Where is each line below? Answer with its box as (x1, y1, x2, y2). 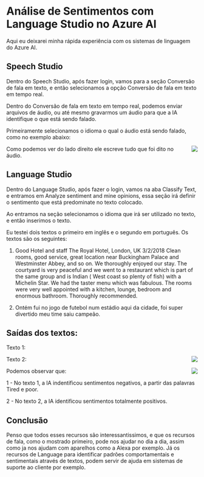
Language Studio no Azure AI (6, 17, 157, 31)
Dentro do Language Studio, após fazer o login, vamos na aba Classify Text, (6, 186, 197, 193)
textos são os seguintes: (6, 235, 67, 242)
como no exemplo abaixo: (6, 133, 71, 141)
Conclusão (6, 415, 49, 425)
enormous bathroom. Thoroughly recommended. (15, 292, 138, 299)
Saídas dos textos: (6, 327, 78, 338)
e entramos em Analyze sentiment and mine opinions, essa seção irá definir (6, 192, 196, 199)
